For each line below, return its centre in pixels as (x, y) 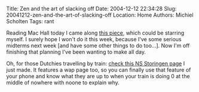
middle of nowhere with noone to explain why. (63, 82)
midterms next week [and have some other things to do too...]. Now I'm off (98, 45)
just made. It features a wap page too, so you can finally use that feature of (99, 70)
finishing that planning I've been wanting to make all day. (76, 52)
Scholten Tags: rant (30, 21)
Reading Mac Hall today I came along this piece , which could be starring (95, 33)
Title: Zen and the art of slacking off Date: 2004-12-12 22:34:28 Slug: (91, 9)
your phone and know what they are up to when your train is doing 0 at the (98, 76)
